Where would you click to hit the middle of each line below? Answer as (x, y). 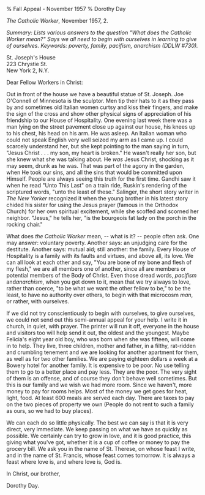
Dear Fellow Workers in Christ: (45, 82)
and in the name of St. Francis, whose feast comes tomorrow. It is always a (101, 455)
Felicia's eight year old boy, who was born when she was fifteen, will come (101, 339)
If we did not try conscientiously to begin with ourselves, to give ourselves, (101, 313)
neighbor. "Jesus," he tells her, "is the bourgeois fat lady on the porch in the (102, 218)
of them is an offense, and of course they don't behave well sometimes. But (102, 378)
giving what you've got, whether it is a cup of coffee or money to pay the (98, 442)
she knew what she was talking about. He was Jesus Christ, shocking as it (100, 159)
